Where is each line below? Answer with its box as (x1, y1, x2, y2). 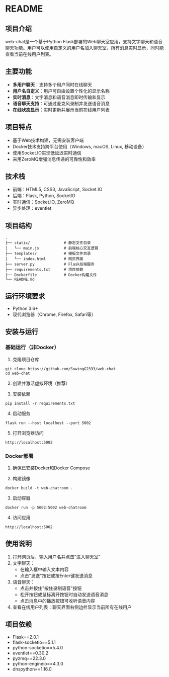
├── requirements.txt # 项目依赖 (5, 267, 84, 272)
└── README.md (5, 277, 35, 282)
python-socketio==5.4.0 (12, 644, 63, 650)
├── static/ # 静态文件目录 (5, 240, 91, 245)
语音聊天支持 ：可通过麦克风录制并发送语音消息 (12, 100, 110, 106)
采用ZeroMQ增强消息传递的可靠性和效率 (12, 156, 96, 162)
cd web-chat (5, 371, 30, 376)
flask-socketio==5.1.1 (12, 639, 56, 645)
